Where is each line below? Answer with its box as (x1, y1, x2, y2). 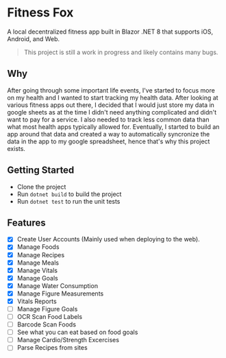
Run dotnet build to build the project (16, 190, 122, 198)
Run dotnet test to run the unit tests (16, 197, 121, 205)
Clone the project (16, 182, 66, 191)
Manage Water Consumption (16, 281, 98, 289)
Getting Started (7, 165, 75, 176)
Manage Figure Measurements (16, 289, 104, 298)
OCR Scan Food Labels (16, 313, 83, 320)
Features (7, 217, 46, 228)
